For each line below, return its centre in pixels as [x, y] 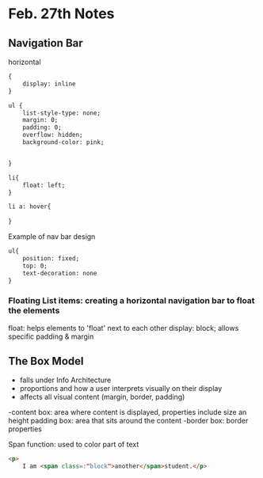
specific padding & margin [51, 336]
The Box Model [46, 361]
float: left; [44, 185]
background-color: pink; [63, 142]
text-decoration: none [60, 273]
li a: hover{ [30, 207]
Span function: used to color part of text [74, 445]
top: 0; [35, 266]
